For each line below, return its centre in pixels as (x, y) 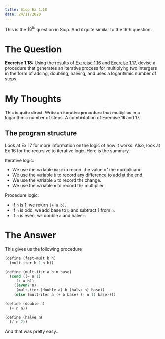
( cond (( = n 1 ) (25, 276)
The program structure (41, 134)
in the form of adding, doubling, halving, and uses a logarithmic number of (81, 74)
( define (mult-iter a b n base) (38, 272)
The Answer (31, 235)
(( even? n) (25, 285)
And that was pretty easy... (33, 331)
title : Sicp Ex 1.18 (26, 10)
